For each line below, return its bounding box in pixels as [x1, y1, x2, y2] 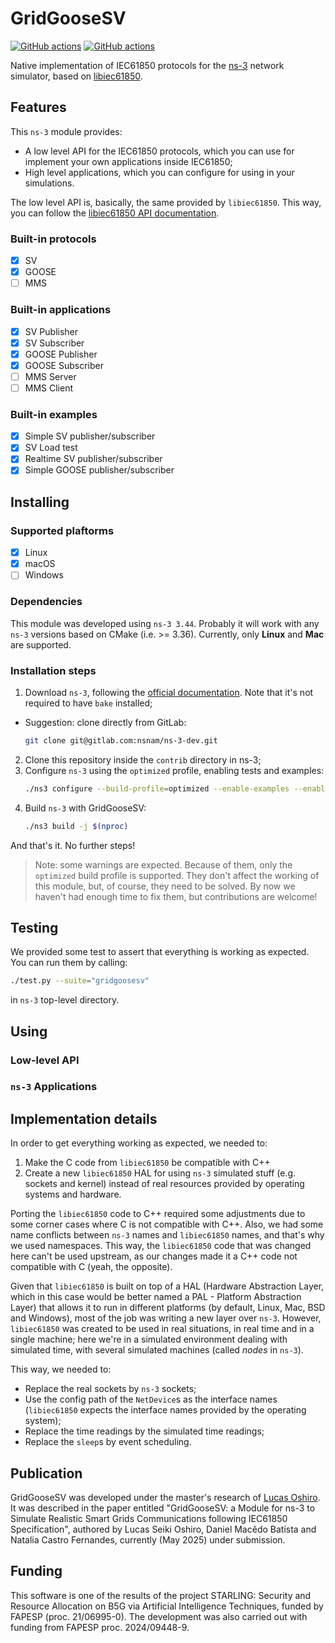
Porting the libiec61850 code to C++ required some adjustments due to [10, 1208, 306, 1220]
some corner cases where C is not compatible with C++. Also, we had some [10, 1218, 324, 1231]
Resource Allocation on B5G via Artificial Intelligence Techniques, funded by [10, 1600, 324, 1612]
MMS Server [24, 370, 77, 382]
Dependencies [10, 595, 83, 609]
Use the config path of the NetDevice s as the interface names [24, 1393, 278, 1406]
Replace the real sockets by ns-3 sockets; [24, 1383, 197, 1395]
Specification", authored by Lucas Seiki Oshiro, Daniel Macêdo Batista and [10, 1523, 317, 1536]
